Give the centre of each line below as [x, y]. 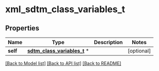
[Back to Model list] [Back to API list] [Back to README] [63, 63]
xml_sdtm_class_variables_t [65, 9]
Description [108, 42]
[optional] [139, 51]
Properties [22, 28]
